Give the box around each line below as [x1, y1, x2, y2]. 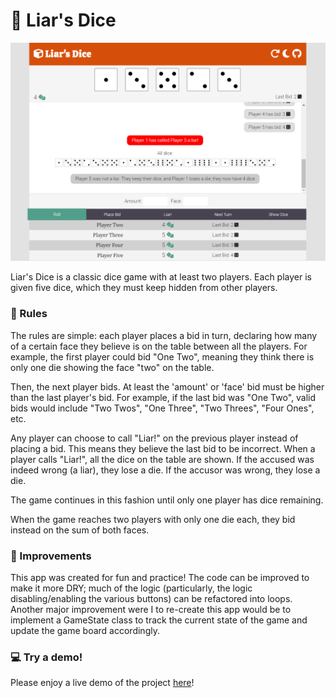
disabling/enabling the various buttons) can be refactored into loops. [10, 592, 293, 604]
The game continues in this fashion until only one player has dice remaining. [10, 494, 324, 506]
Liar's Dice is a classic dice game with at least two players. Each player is [10, 271, 312, 283]
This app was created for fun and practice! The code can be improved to [10, 571, 310, 583]
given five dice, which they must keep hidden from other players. [10, 282, 278, 294]
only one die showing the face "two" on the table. [10, 361, 215, 373]
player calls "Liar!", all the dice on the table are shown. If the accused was [10, 453, 315, 465]
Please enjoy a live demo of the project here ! [10, 677, 195, 689]
